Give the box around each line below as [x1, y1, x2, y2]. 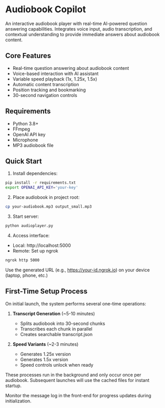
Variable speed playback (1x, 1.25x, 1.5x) [12, 75, 97, 82]
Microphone [12, 137, 38, 143]
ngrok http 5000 [5, 258, 40, 263]
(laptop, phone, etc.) [5, 272, 48, 278]
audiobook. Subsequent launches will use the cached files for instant [5, 377, 150, 383]
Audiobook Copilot [5, 4, 86, 15]
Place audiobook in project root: [12, 194, 80, 200]
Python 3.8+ [12, 120, 39, 126]
